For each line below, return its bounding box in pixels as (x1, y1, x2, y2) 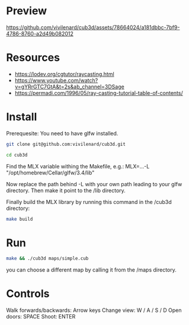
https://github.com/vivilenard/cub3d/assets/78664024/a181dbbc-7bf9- (6, 24, 180, 31)
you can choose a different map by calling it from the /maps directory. (6, 266, 177, 273)
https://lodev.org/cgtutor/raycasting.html (14, 70, 114, 78)
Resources (6, 51, 60, 65)
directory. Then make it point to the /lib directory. (6, 187, 126, 194)
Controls (6, 287, 50, 301)
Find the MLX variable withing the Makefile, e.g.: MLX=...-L (6, 162, 150, 170)
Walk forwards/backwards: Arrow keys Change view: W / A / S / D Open (6, 307, 182, 314)
